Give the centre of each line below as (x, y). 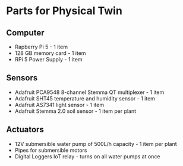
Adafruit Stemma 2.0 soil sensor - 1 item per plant (75, 111)
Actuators (25, 130)
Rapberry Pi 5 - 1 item (41, 47)
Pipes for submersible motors (51, 150)
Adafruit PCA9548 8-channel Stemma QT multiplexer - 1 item (89, 92)
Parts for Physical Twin (64, 11)
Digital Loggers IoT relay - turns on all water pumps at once (87, 156)
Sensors (22, 78)
